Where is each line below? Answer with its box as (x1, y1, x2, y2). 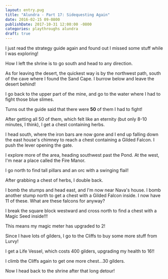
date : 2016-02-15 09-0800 (5, 17, 60, 22)
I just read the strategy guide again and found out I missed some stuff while (5, 45, 163, 51)
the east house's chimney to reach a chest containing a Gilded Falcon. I (5, 137, 155, 143)
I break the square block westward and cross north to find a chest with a (5, 208, 157, 214)
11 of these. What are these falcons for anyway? (5, 198, 105, 204)
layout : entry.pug (5, 7, 44, 13)
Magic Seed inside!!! (5, 213, 48, 219)
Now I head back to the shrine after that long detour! (5, 268, 115, 274)
